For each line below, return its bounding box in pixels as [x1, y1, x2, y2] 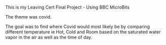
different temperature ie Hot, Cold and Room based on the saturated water [5, 29, 161, 34]
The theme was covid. [5, 14, 52, 19]
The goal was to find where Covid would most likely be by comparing [5, 23, 150, 29]
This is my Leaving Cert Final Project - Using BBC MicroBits [5, 4, 130, 10]
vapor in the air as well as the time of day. [5, 34, 92, 40]
